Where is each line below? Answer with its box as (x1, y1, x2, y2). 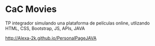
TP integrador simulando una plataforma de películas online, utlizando (5, 20, 150, 26)
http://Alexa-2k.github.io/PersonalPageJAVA (5, 35, 97, 41)
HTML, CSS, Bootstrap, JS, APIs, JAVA (5, 25, 85, 31)
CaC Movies (5, 3, 57, 15)
